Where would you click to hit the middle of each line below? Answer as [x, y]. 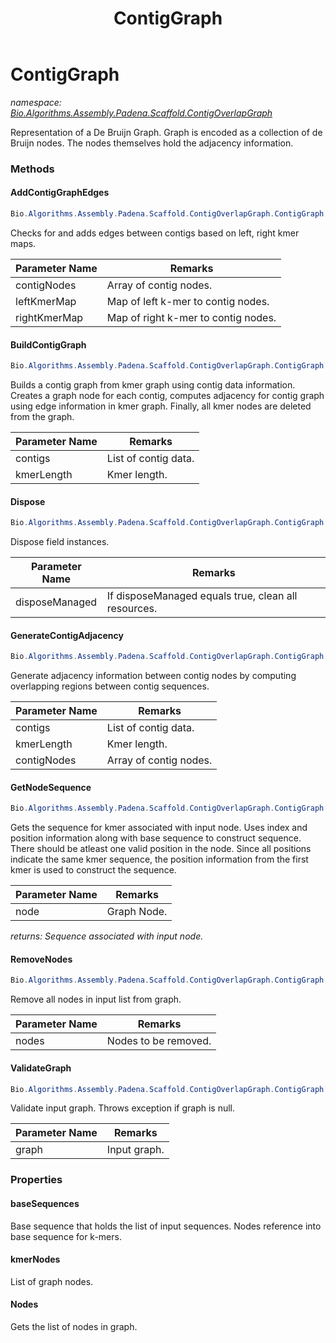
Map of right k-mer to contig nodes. [191, 317]
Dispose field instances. [60, 542]
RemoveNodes [41, 959]
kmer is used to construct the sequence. [93, 870]
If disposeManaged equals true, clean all [202, 596]
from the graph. [42, 417]
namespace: [36, 102]
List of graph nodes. [52, 1281]
